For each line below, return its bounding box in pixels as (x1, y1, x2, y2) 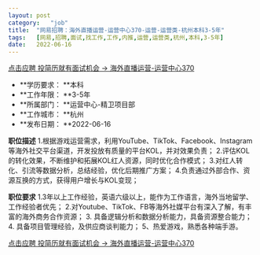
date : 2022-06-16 (8, 41, 72, 49)
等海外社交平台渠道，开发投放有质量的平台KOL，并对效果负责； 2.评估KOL (8, 146, 250, 156)
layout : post (8, 11, 51, 20)
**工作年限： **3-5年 (19, 90, 91, 99)
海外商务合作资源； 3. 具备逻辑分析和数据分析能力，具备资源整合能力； (21, 212, 253, 221)
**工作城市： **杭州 (19, 109, 84, 119)
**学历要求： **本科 (19, 80, 84, 90)
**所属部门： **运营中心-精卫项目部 (19, 100, 136, 109)
